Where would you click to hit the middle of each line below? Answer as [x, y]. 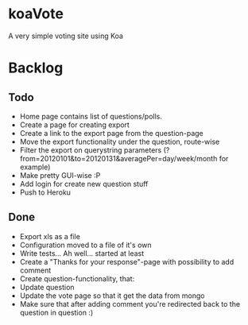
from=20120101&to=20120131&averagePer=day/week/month [118, 158]
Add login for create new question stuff [84, 184]
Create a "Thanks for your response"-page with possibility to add [127, 261]
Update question [47, 287]
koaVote [36, 14]
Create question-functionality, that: [77, 278]
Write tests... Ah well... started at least [82, 253]
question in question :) [56, 312]
